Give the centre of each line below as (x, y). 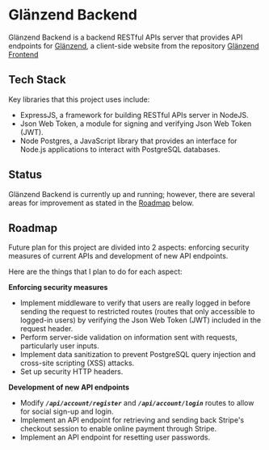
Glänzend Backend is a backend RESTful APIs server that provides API (126, 37)
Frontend (23, 54)
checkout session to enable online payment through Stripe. (118, 429)
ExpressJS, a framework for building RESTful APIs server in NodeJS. (134, 115)
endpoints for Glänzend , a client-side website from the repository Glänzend (134, 45)
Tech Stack (37, 80)
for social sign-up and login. (67, 412)
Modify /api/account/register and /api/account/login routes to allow (137, 403)
